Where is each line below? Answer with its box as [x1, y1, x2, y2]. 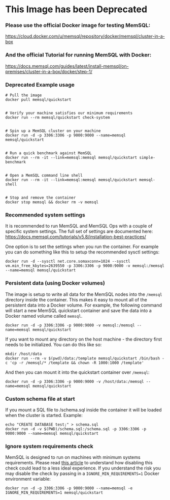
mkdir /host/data [5, 351, 42, 356]
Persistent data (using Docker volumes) [5, 280, 105, 287]
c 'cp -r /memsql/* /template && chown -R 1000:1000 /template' [5, 360, 144, 365]
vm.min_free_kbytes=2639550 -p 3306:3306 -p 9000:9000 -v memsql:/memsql [5, 263, 165, 268]
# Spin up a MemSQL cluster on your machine [5, 128, 101, 133]
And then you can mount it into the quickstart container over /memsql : [5, 369, 150, 375]
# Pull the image [5, 93, 42, 98]
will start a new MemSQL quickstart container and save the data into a [5, 307, 152, 314]
